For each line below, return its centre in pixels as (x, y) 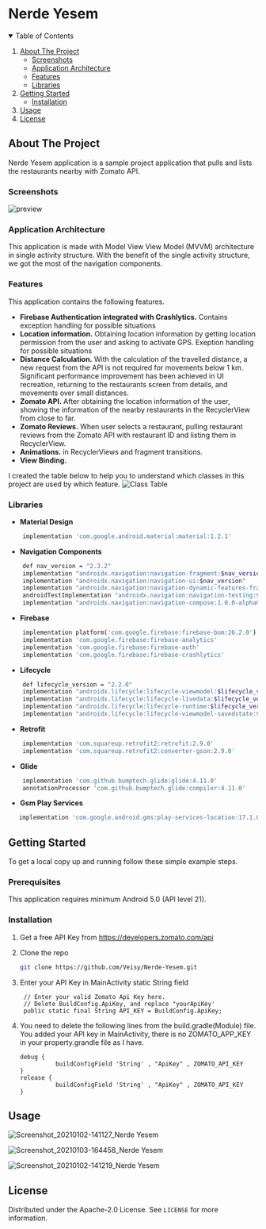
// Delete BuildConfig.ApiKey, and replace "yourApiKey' (119, 1004)
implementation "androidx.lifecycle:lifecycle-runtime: (117, 707)
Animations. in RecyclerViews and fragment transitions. (111, 451)
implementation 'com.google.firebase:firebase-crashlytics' (123, 655)
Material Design (46, 521)
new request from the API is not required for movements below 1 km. (131, 367)
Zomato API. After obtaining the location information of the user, (125, 401)
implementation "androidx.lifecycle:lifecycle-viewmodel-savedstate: (140, 714)
